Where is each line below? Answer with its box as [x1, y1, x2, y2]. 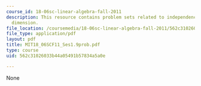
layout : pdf [6, 36, 36, 42]
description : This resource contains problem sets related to [6, 14, 165, 20]
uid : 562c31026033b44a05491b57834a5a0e [6, 53, 106, 59]
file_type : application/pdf [6, 31, 77, 37]
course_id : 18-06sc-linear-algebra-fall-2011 [6, 8, 121, 15]
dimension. [11, 20, 39, 26]
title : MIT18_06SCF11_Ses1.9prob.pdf [6, 42, 100, 48]
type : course [6, 47, 39, 53]
